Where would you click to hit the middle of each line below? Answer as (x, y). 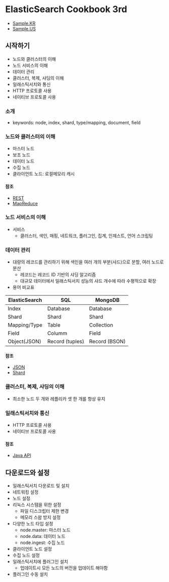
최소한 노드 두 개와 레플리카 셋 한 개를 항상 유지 (59, 398)
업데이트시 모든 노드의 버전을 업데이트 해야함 (64, 568)
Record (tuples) (66, 341)
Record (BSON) (107, 341)
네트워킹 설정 (25, 492)
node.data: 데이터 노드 (43, 536)
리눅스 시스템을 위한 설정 (37, 505)
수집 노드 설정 (26, 555)
